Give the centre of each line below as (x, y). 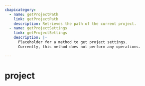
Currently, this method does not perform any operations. (79, 47)
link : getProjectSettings (41, 33)
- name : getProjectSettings (38, 28)
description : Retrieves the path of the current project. (75, 24)
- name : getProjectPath (34, 14)
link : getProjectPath (36, 19)
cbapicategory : (20, 10)
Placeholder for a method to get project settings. (72, 42)
